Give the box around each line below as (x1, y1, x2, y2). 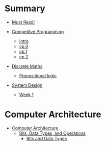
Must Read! (11, 19, 35, 25)
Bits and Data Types (26, 135, 67, 141)
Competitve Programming (11, 28, 64, 34)
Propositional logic (19, 73, 57, 78)
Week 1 (19, 92, 34, 97)
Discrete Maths (11, 63, 43, 69)
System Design (11, 82, 43, 88)
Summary (4, 3, 45, 14)
